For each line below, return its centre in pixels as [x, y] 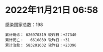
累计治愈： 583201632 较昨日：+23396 [41, 45]
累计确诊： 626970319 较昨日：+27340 [41, 35]
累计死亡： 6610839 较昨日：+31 [38, 40]
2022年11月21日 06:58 [52, 10]
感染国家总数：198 [24, 25]
